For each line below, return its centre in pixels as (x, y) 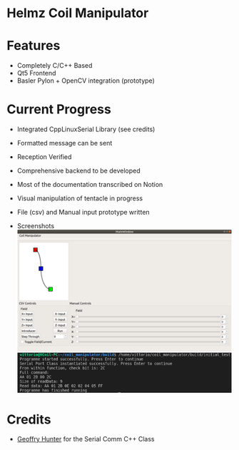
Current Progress (59, 109)
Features (34, 46)
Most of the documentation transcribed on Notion (90, 185)
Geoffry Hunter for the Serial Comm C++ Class (86, 439)
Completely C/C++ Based (55, 66)
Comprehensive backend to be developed (78, 171)
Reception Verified (44, 157)
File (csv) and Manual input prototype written (83, 213)
